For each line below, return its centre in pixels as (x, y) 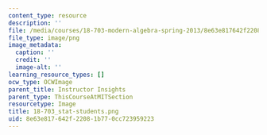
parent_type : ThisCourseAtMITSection (71, 97)
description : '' (35, 23)
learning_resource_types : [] (56, 75)
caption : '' (35, 52)
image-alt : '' (39, 67)
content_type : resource (48, 15)
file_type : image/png (44, 38)
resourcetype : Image (43, 104)
